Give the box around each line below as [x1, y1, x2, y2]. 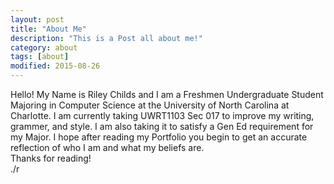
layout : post [10, 14, 65, 25]
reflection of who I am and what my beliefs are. [10, 142, 205, 153]
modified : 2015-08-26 [10, 61, 101, 71]
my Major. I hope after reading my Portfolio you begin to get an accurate [10, 131, 308, 143]
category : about [10, 42, 78, 53]
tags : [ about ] [10, 52, 70, 62]
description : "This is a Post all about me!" [10, 33, 203, 43]
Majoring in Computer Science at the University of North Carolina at [10, 99, 290, 111]
